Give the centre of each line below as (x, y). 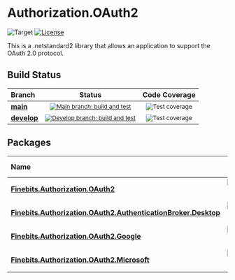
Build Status (34, 75)
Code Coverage (169, 94)
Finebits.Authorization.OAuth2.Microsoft (80, 260)
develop (24, 118)
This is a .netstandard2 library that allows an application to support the (109, 45)
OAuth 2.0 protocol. (36, 53)
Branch (23, 94)
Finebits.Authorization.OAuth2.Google (76, 236)
